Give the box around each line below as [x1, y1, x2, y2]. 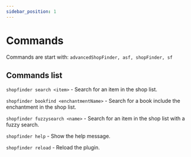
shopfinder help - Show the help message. [6, 133, 110, 140]
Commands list [6, 70, 63, 80]
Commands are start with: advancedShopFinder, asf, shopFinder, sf [6, 54, 173, 61]
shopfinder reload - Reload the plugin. [6, 144, 100, 151]
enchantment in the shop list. [6, 103, 76, 111]
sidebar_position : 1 [6, 8, 57, 15]
